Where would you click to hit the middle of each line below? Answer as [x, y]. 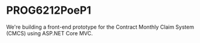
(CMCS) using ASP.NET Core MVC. [50, 33]
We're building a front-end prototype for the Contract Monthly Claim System [100, 27]
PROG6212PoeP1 [49, 10]
